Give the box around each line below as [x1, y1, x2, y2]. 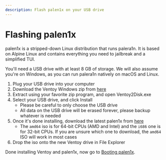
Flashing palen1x [5, 28, 76, 40]
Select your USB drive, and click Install [12, 96, 93, 102]
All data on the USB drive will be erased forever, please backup [20, 107, 150, 113]
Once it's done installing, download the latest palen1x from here [12, 118, 144, 124]
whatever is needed [20, 112, 61, 118]
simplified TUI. [5, 56, 35, 62]
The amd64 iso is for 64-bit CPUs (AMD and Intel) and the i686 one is [20, 123, 161, 129]
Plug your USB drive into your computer [12, 80, 95, 86]
